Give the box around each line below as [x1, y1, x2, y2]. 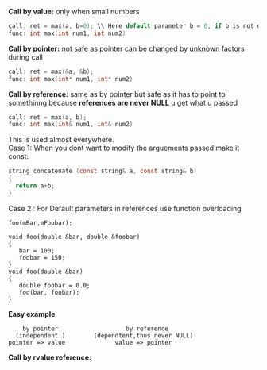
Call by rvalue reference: [8, 353, 92, 362]
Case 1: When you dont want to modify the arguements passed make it [8, 143, 240, 153]
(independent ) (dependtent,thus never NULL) [15, 331, 194, 340]
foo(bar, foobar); [18, 288, 80, 296]
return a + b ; [15, 182, 56, 190]
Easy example [8, 309, 56, 318]
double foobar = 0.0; [18, 281, 91, 289]
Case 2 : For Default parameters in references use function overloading [8, 203, 242, 213]
